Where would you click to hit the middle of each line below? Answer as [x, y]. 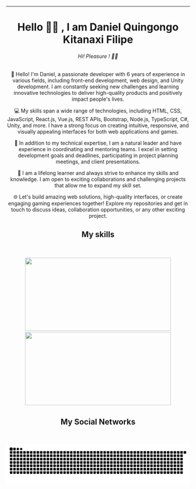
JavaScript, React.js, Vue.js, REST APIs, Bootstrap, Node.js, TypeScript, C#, [98, 119]
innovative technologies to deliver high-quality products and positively [98, 93]
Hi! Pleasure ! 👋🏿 [98, 56]
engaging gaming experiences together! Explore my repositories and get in [98, 204]
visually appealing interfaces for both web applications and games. [98, 132]
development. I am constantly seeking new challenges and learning [98, 87]
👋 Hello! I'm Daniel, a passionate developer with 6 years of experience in [98, 74]
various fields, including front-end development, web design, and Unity [98, 81]
